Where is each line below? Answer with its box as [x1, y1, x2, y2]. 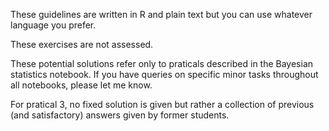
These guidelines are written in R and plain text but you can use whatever [10, 9, 313, 20]
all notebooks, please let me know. [10, 79, 153, 91]
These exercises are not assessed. [10, 39, 154, 50]
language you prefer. [10, 19, 97, 31]
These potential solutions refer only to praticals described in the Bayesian [10, 58, 314, 69]
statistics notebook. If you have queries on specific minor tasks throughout [10, 69, 319, 80]
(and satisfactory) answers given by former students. [10, 109, 230, 121]
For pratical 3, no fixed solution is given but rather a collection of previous [10, 99, 315, 110]
